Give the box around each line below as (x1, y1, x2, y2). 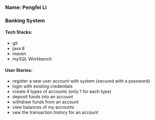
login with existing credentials (12, 83, 73, 90)
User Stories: (5, 67, 33, 73)
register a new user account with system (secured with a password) (12, 78, 150, 84)
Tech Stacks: (5, 29, 33, 35)
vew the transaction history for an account (12, 110, 98, 116)
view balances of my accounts (12, 104, 74, 110)
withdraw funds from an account (12, 99, 79, 105)
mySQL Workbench (12, 56, 52, 62)
